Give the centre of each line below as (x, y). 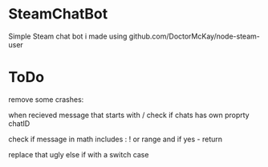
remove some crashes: (46, 99)
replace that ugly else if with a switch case (79, 154)
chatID (19, 123)
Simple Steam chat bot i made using (68, 36)
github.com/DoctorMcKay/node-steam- (195, 36)
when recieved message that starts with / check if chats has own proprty (129, 115)
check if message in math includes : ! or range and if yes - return (116, 139)
